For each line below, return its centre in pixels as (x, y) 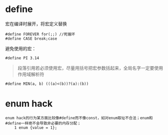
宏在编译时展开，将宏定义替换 (36, 24)
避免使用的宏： (21, 48)
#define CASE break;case (31, 39)
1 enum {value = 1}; (36, 127)
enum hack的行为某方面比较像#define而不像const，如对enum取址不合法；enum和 (79, 118)
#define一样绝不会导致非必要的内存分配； (43, 123)
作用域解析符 (31, 74)
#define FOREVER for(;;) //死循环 (40, 34)
